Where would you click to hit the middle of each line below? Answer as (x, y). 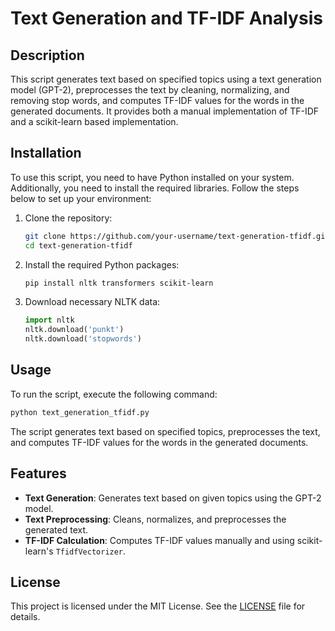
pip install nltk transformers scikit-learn (119, 283)
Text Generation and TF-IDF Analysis (166, 18)
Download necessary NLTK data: (92, 302)
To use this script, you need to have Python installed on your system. (152, 177)
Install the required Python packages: (102, 264)
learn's (39, 551)
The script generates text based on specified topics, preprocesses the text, (165, 431)
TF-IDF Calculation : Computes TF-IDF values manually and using (159, 540)
